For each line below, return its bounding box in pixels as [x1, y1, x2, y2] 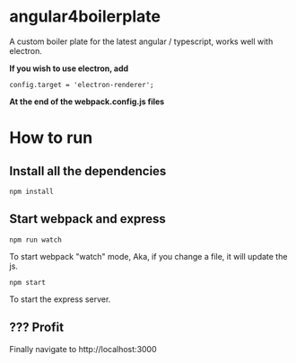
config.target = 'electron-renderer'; [9, 80, 154, 89]
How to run [9, 128, 93, 148]
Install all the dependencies [9, 164, 167, 179]
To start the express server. [9, 294, 111, 305]
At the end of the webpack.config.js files [9, 96, 165, 107]
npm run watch [9, 235, 63, 244]
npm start [9, 278, 47, 287]
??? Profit [9, 320, 65, 335]
